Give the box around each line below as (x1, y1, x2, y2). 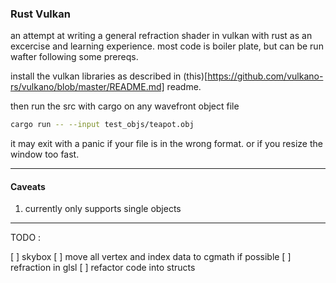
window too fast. (10, 148, 80, 161)
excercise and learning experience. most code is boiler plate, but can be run (10, 40, 324, 52)
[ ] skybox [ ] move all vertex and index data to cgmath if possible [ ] (10, 251, 292, 263)
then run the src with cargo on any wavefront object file (10, 100, 240, 112)
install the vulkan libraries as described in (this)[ (10, 70, 208, 82)
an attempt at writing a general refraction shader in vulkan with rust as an (10, 30, 313, 42)
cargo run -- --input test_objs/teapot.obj (10, 120, 195, 130)
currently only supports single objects (24, 203, 182, 215)
